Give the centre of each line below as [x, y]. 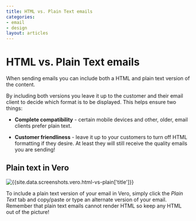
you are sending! [35, 150]
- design [17, 28]
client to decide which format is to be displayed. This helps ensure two [91, 102]
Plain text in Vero [37, 168]
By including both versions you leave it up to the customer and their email [94, 96]
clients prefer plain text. [43, 126]
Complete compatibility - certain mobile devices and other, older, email [101, 120]
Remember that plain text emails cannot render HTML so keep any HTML [94, 206]
